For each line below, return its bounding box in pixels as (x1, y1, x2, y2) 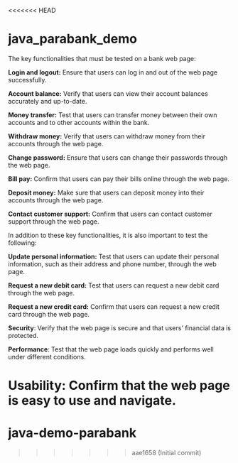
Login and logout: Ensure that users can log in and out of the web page (8, 67, 218, 77)
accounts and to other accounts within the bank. (8, 118, 150, 126)
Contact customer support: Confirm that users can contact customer (8, 209, 212, 218)
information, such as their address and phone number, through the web (8, 259, 217, 268)
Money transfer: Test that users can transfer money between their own (8, 110, 217, 119)
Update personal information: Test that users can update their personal (8, 252, 220, 261)
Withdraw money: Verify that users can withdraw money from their (8, 131, 205, 141)
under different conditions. (8, 352, 86, 361)
